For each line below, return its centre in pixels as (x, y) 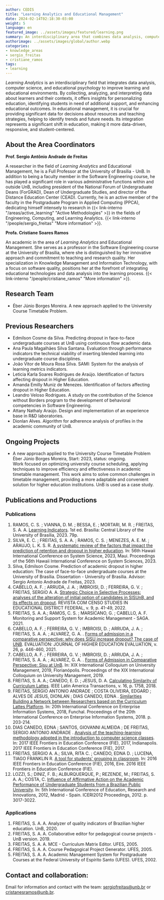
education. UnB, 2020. (35, 829)
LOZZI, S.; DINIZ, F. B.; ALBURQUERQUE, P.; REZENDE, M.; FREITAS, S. (84, 774)
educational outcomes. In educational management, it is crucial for (72, 109)
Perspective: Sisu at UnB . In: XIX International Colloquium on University (84, 665)
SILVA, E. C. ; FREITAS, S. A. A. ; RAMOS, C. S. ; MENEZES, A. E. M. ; (81, 540)
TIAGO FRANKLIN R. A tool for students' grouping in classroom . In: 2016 (85, 758)
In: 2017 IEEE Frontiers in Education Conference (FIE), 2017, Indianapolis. (85, 743)
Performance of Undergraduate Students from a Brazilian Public (77, 784)
